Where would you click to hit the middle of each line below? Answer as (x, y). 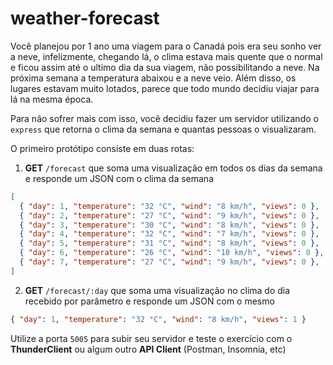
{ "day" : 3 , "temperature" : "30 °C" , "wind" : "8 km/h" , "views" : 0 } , (169, 225)
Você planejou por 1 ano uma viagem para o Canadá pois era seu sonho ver (166, 46)
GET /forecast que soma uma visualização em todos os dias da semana (173, 168)
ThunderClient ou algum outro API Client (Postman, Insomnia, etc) (148, 349)
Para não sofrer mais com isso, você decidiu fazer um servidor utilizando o (164, 118)
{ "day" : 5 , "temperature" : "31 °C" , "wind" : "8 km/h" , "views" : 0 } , (169, 243)
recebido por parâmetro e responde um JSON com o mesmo (149, 301)
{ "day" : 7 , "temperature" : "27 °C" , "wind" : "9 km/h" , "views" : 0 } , (169, 262)
